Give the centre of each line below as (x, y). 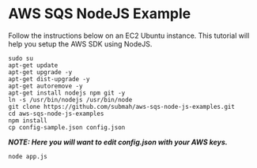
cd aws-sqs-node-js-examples (56, 114)
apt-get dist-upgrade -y (49, 79)
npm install (28, 120)
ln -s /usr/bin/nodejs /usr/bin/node (70, 99)
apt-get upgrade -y (40, 72)
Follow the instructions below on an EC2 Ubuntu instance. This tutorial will (129, 35)
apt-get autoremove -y (45, 86)
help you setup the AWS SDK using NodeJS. (80, 43)
